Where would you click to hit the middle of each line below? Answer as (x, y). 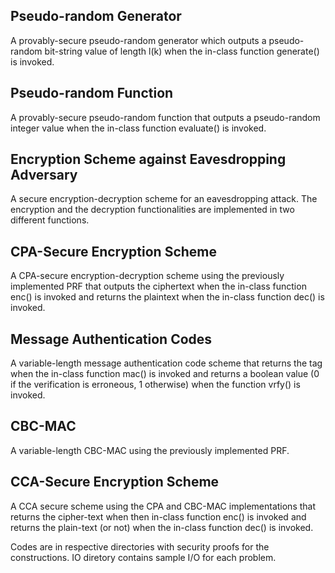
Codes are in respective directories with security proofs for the (140, 546)
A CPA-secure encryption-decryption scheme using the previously (147, 276)
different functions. (50, 220)
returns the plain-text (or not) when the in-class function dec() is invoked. (162, 527)
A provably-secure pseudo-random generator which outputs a (138, 40)
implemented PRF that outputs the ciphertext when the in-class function (158, 286)
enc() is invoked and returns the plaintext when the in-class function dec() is (167, 297)
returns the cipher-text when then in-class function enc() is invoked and (158, 516)
